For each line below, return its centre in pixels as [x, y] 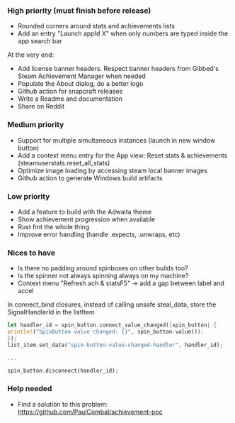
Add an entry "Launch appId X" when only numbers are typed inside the [123, 33]
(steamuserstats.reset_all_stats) [64, 163]
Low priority [29, 196]
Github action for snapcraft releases [70, 92]
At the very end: [31, 55]
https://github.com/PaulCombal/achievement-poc [90, 412]
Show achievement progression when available [86, 219]
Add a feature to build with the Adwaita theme [85, 211]
